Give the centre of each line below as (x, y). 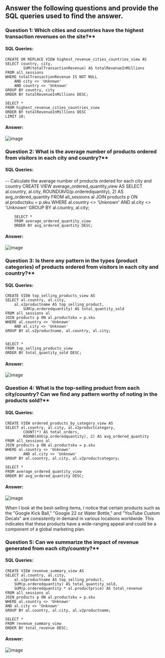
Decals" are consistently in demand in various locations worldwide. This (79, 518)
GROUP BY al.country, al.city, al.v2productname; (58, 610)
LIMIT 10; (16, 116)
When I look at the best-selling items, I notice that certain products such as (83, 508)
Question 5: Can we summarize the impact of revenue (72, 542)
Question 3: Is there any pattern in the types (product (71, 260)
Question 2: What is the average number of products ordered (81, 151)
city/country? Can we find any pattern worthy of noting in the (81, 394)
